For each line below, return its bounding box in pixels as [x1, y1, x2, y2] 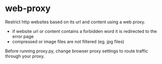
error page [12, 33, 34, 39]
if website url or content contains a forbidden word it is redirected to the [12, 28, 157, 34]
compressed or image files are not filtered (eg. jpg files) [12, 38, 124, 44]
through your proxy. [5, 53, 45, 59]
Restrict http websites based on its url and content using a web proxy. [5, 19, 145, 25]
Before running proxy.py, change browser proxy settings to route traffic [5, 48, 148, 54]
